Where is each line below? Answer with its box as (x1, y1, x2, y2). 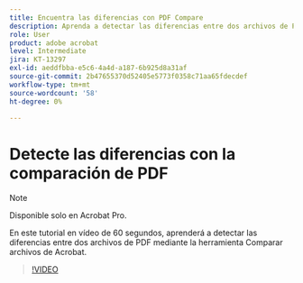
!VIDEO (31, 264, 59, 275)
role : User (9, 30, 50, 39)
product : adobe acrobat (9, 38, 99, 48)
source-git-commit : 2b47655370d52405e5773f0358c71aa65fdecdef (9, 72, 248, 81)
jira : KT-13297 (9, 55, 67, 64)
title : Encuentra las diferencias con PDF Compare (9, 13, 204, 23)
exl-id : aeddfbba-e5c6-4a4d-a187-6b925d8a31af (9, 64, 188, 73)
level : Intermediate (9, 47, 87, 56)
